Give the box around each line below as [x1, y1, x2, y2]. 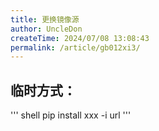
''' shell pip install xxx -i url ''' [10, 109, 132, 121]
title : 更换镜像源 [10, 14, 80, 25]
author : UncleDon [10, 24, 83, 34]
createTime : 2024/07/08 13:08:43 [10, 33, 150, 43]
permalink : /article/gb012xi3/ [10, 42, 141, 53]
